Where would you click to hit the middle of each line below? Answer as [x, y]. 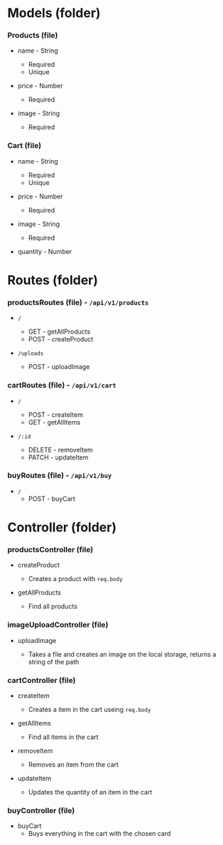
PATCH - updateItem [58, 457]
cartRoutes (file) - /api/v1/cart [62, 386]
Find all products [53, 607]
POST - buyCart [52, 499]
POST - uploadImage [59, 367]
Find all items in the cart [63, 737]
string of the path [54, 661]
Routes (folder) [53, 280]
